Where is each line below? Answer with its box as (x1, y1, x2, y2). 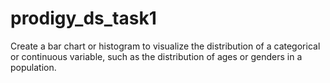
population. (10, 61, 57, 73)
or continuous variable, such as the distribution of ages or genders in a (10, 50, 303, 62)
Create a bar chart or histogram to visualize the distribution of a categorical (10, 40, 321, 52)
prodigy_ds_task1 (10, 7, 157, 30)
